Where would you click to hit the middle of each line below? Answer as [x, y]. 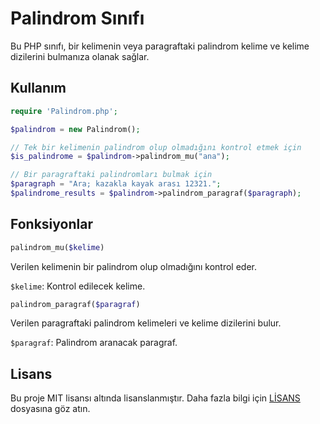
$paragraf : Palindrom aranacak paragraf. [94, 343]
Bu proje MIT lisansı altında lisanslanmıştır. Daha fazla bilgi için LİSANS [155, 398]
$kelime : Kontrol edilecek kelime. [78, 286]
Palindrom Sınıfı [77, 18]
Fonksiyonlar [51, 224]
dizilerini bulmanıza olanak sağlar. [80, 56]
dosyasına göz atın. [50, 409]
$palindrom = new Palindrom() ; [75, 129]
